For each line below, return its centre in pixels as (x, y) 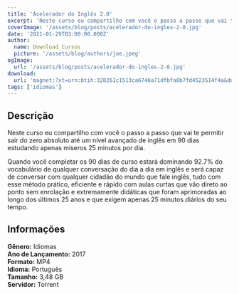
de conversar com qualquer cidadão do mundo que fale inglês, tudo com (114, 177)
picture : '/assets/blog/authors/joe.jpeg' (78, 54)
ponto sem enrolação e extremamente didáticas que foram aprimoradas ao (117, 192)
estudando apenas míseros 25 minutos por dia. (76, 148)
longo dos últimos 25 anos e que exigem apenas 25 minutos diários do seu (117, 199)
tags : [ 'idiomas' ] (34, 87)
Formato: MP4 (29, 261)
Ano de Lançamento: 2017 (47, 254)
